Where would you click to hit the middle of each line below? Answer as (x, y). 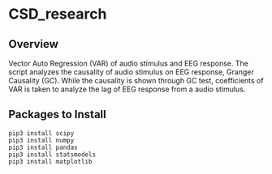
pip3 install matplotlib (50, 161)
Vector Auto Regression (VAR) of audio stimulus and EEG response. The (129, 63)
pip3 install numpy (41, 140)
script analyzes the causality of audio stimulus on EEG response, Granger (131, 72)
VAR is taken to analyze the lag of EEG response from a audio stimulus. (127, 89)
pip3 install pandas (43, 147)
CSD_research (58, 14)
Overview (34, 44)
